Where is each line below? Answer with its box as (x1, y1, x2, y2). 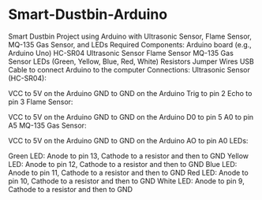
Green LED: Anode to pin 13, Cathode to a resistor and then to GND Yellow (8, 151, 249, 161)
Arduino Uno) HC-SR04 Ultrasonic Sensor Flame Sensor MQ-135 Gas (8, 48, 234, 57)
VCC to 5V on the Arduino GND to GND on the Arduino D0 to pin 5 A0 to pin (8, 112, 254, 121)
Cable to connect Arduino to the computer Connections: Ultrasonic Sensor (8, 65, 251, 74)
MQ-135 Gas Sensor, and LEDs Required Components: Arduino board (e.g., (8, 39, 253, 49)
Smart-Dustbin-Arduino (8, 6, 168, 24)
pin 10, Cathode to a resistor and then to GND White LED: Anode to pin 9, (8, 176, 245, 186)
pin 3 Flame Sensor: (8, 97, 73, 106)
